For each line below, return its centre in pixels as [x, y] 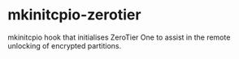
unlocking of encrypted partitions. [65, 45]
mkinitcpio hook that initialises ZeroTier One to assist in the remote [119, 37]
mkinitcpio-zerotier [74, 15]
